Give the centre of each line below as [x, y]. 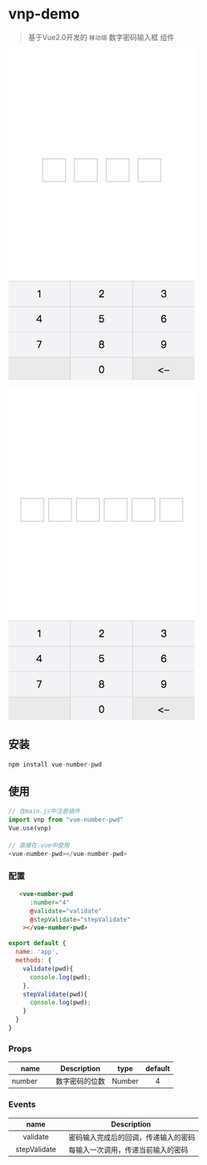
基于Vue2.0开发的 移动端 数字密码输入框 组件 [101, 37]
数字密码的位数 [81, 1081]
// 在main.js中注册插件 [44, 812]
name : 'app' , [37, 952]
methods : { [34, 960]
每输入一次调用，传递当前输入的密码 [128, 1150]
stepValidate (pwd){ [55, 994]
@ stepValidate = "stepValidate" [80, 919]
